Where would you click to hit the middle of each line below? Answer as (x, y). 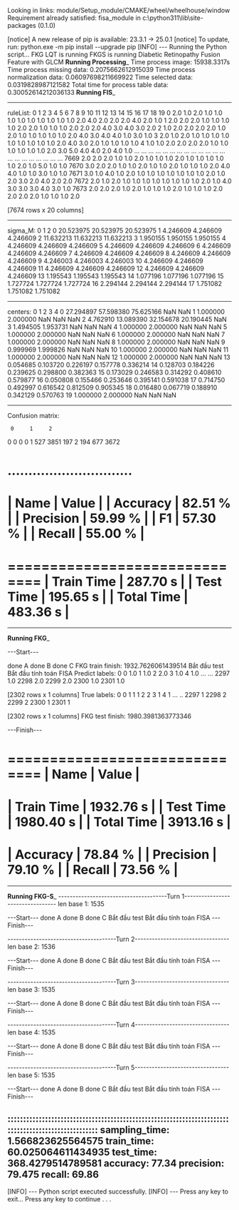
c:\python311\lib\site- (173, 18)
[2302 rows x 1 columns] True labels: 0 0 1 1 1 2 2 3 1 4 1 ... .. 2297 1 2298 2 (117, 695)
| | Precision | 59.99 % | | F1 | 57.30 (112, 518)
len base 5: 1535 (31, 1075)
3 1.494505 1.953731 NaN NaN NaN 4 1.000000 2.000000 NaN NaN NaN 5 (117, 327)
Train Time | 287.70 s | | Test (137, 581)
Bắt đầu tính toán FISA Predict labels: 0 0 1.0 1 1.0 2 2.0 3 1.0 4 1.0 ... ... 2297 (118, 673)
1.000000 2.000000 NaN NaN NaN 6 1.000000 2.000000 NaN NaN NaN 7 (116, 334)
